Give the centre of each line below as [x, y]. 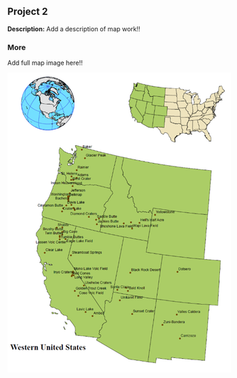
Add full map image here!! [45, 63]
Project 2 [28, 12]
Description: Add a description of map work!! [74, 28]
